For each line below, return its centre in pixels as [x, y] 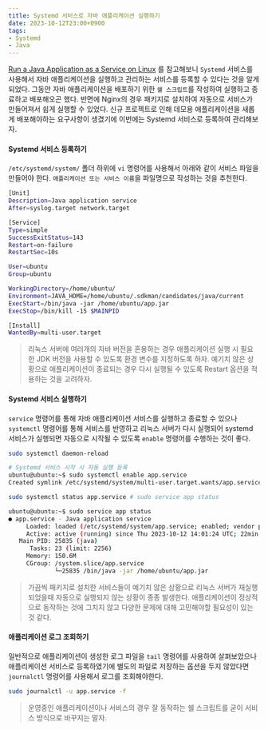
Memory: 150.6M [51, 556]
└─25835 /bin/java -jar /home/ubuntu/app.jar [132, 571]
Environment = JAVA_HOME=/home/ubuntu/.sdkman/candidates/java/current [126, 296]
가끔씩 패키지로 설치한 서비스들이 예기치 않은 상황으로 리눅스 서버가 [132, 587]
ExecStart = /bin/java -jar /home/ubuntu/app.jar [89, 303]
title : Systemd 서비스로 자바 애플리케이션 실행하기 [84, 16]
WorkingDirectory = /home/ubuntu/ [62, 289]
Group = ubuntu [30, 274]
